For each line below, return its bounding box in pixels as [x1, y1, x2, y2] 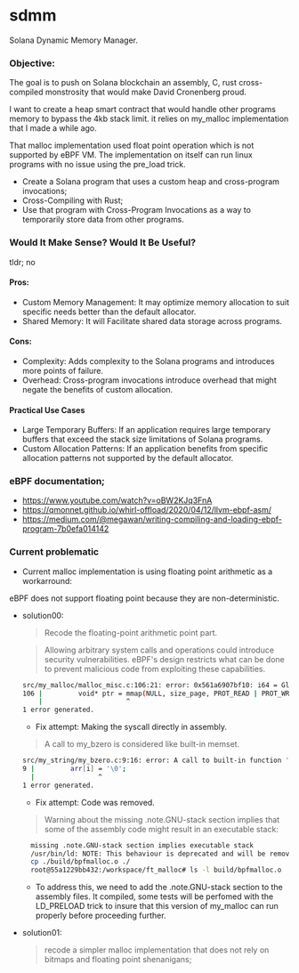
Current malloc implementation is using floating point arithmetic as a [21, 566, 273, 577]
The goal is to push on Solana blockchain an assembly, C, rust [9, 77, 238, 88]
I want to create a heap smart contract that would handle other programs [9, 104, 276, 115]
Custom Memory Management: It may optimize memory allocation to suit [21, 296, 289, 307]
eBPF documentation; [9, 475, 105, 488]
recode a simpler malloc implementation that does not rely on [44, 945, 270, 955]
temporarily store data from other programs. [21, 215, 184, 225]
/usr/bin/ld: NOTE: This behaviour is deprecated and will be [30, 849, 266, 858]
